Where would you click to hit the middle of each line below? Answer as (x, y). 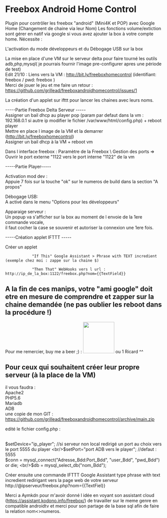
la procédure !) (28, 312)
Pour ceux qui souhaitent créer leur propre (73, 367)
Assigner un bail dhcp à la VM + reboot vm (49, 142)
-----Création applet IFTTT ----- (38, 237)
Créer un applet (21, 247)
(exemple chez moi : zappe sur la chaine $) (52, 261)
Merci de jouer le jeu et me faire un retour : (49, 85)
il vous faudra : (20, 387)
